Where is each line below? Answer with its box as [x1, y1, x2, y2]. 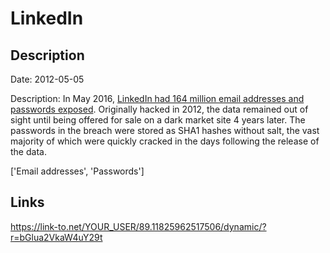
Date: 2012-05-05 [10, 73, 85, 85]
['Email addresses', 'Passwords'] [10, 165, 145, 177]
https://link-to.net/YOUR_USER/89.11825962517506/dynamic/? [10, 220, 267, 232]
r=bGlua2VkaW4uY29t [10, 231, 103, 243]
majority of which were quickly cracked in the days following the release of [10, 135, 320, 147]
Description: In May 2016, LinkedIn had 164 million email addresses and [10, 93, 305, 104]
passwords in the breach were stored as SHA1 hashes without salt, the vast [10, 125, 320, 136]
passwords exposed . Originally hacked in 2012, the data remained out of [10, 103, 309, 115]
